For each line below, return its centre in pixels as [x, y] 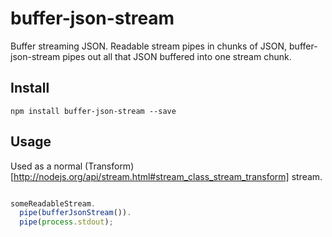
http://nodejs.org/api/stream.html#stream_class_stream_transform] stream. [168, 176]
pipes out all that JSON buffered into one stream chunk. [177, 56]
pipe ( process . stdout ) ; [66, 222]
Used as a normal [46, 166]
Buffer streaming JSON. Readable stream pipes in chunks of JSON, [149, 46]
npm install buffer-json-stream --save [93, 111]
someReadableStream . [53, 203]
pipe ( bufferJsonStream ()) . [75, 213]
